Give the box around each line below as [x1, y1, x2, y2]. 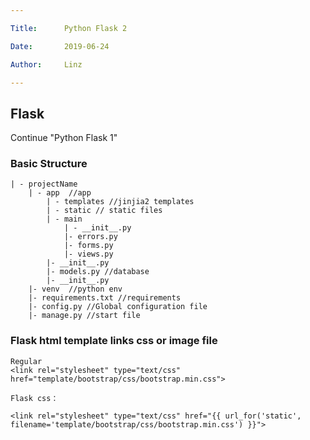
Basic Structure [10, 157, 88, 171]
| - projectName [10, 179, 78, 190]
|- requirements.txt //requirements [28, 293, 182, 303]
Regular [10, 356, 43, 366]
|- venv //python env [28, 284, 123, 295]
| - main [46, 214, 83, 225]
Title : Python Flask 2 [10, 23, 128, 33]
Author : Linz [10, 59, 83, 70]
